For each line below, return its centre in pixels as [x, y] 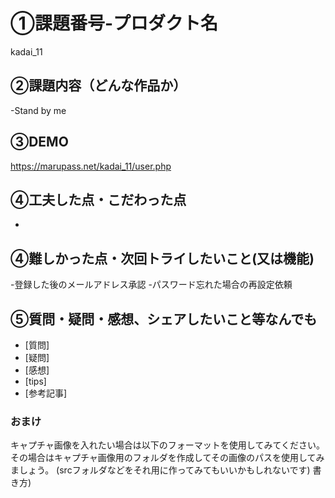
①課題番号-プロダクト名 [114, 23]
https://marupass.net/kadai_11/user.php [91, 166]
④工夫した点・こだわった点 [98, 199]
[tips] [35, 381]
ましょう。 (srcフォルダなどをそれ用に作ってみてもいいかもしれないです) [160, 470]
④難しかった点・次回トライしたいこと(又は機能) [162, 258]
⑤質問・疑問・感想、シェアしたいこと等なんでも [164, 319]
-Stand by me [38, 110]
